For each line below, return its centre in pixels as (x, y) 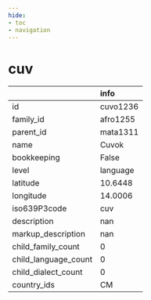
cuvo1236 (119, 107)
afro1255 (117, 120)
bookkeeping (36, 157)
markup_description (49, 234)
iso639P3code (40, 208)
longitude (29, 196)
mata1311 (119, 132)
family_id (28, 120)
